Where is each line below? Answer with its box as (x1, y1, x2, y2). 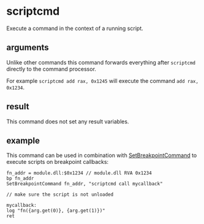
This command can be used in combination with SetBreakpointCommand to (6, 152, 197, 159)
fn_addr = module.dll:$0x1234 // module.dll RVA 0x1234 (6, 170, 152, 176)
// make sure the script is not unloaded (6, 191, 114, 198)
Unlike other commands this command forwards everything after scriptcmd (6, 58, 196, 66)
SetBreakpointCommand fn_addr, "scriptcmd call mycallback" (6, 181, 164, 187)
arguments (6, 42, 49, 53)
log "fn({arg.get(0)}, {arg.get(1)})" (6, 207, 105, 214)
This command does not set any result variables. (6, 118, 129, 125)
